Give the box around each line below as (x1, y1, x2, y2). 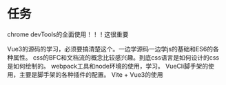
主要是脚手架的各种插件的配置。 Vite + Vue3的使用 (19, 70, 163, 79)
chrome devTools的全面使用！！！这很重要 (7, 30, 129, 38)
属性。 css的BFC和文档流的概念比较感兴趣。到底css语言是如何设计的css (12, 53, 219, 62)
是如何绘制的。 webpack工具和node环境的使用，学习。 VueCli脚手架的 (7, 62, 209, 70)
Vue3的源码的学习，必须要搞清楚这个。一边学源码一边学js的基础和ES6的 (7, 45, 214, 53)
